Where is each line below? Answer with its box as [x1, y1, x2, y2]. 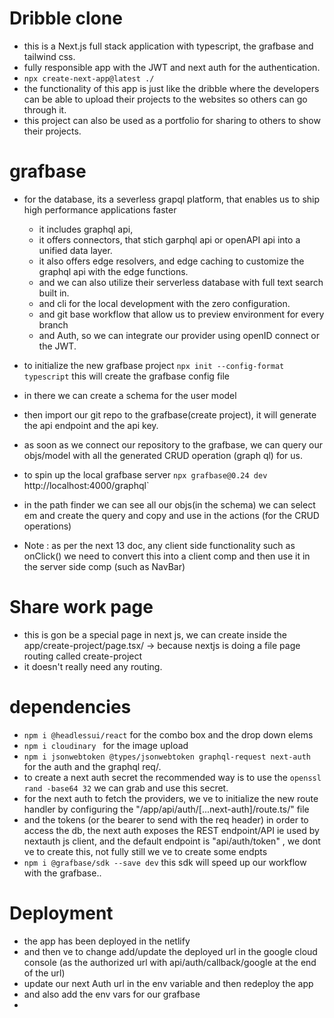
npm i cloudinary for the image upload [23, 739, 189, 751]
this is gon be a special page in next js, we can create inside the [23, 628, 287, 641]
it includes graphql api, [38, 223, 134, 235]
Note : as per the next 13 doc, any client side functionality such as [23, 539, 296, 551]
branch [38, 318, 69, 331]
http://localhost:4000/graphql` [23, 479, 150, 491]
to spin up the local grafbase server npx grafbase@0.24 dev [23, 468, 268, 481]
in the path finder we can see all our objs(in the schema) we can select [23, 498, 316, 511]
